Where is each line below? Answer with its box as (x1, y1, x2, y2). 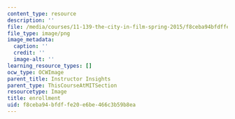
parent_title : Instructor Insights (7, 75, 111, 83)
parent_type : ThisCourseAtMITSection (7, 82, 117, 89)
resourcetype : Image (7, 88, 68, 95)
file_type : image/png (7, 29, 71, 37)
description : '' (7, 17, 55, 24)
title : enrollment (7, 95, 61, 102)
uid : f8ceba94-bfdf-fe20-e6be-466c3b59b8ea (7, 101, 136, 108)
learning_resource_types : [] (7, 62, 92, 69)
